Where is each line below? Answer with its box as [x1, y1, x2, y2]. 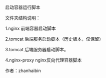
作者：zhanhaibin [5, 68, 41, 74]
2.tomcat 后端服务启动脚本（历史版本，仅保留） [5, 36, 104, 42]
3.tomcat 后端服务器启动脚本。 [5, 47, 68, 52]
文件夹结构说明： [5, 15, 40, 21]
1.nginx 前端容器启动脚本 [5, 25, 56, 31]
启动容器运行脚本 [5, 4, 40, 10]
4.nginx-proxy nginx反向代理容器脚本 [5, 57, 82, 63]
